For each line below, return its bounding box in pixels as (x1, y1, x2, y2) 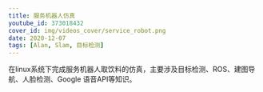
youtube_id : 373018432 (8, 19, 84, 27)
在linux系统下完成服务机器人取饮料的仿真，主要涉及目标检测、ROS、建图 (8, 65, 249, 74)
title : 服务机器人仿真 (8, 11, 76, 20)
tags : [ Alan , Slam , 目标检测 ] (8, 42, 104, 50)
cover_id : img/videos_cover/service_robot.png (8, 26, 166, 34)
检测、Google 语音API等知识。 (35, 74, 137, 84)
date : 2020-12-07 (8, 34, 66, 42)
